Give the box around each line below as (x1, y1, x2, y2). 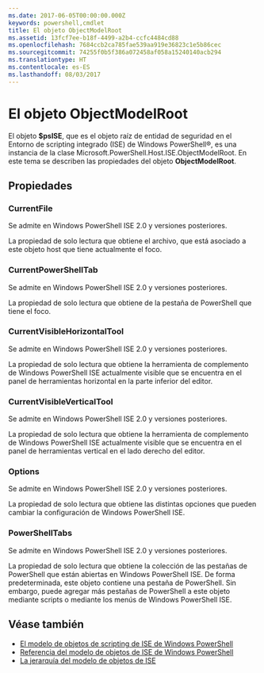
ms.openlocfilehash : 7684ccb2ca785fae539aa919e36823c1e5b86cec (8, 41, 222, 49)
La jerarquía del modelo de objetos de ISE (19, 656, 156, 665)
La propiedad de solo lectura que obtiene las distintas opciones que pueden (8, 499, 257, 509)
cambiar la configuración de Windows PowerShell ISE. (8, 508, 186, 518)
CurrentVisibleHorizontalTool (8, 326, 124, 337)
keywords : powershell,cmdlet (8, 19, 105, 27)
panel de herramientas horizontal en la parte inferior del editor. (8, 376, 213, 385)
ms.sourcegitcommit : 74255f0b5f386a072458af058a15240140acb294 (8, 48, 222, 56)
